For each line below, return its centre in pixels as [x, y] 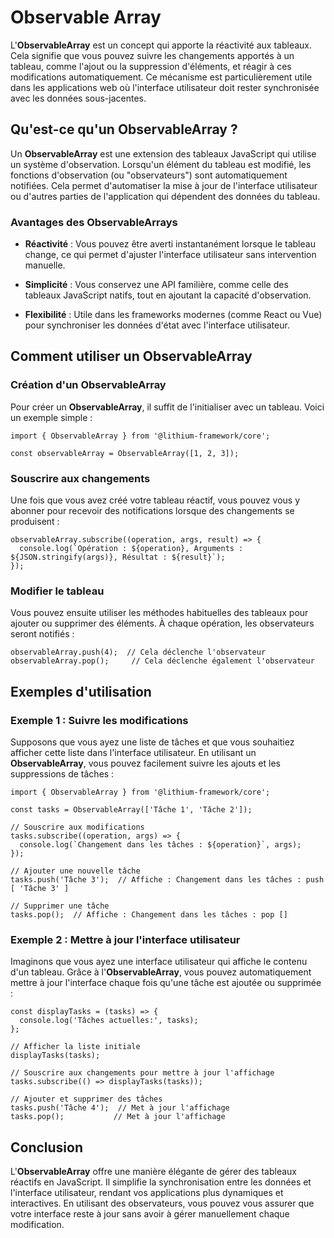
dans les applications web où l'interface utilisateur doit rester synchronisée [165, 87]
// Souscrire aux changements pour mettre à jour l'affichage [142, 1073]
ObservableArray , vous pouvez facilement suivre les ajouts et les [145, 763]
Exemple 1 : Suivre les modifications [99, 720]
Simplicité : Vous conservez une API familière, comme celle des [156, 285]
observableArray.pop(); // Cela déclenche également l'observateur [162, 661]
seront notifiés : [42, 634]
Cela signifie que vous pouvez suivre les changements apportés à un [152, 55]
